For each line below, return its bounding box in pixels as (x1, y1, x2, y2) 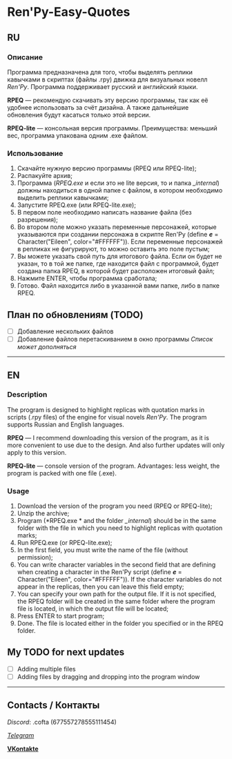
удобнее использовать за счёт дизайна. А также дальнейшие (7, 103, 189, 111)
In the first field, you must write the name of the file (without (17, 546, 188, 554)
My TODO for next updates (7, 647, 125, 658)
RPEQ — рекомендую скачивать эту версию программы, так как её (7, 96, 209, 104)
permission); (17, 553, 53, 562)
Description (7, 390, 48, 400)
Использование (7, 148, 64, 158)
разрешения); (17, 215, 59, 224)
